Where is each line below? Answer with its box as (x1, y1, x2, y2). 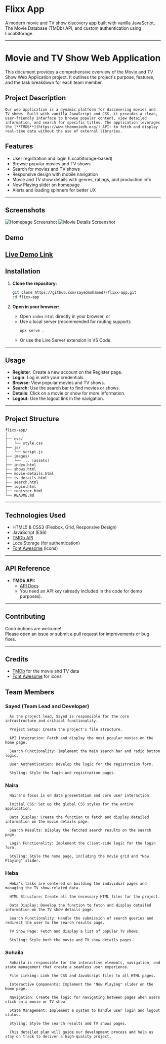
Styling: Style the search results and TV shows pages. (9, 1021, 127, 1026)
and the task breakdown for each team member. (5, 79, 103, 85)
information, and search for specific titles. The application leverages (5, 120, 161, 125)
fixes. (5, 636, 16, 642)
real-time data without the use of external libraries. (5, 129, 123, 133)
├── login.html (5, 484, 37, 489)
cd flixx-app (12, 294, 40, 300)
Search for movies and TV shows (12, 166, 80, 172)
